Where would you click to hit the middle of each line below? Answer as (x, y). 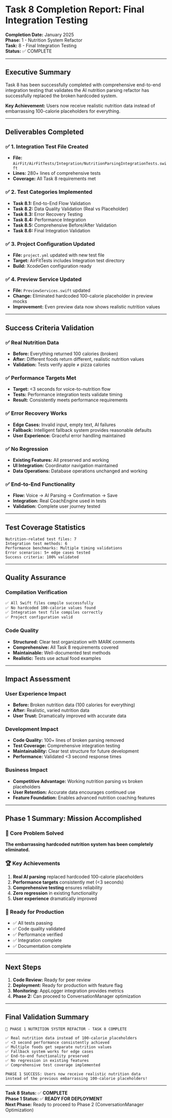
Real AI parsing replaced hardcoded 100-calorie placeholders (78, 876)
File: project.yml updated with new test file (59, 255)
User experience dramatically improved (55, 899)
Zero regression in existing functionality (55, 893)
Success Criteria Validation (50, 328)
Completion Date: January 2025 (40, 34)
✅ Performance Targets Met (41, 378)
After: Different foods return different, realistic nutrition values (78, 359)
